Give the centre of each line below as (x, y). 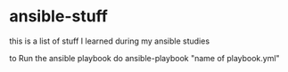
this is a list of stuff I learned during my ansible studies (110, 41)
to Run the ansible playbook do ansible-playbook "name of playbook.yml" (144, 58)
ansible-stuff (59, 16)
